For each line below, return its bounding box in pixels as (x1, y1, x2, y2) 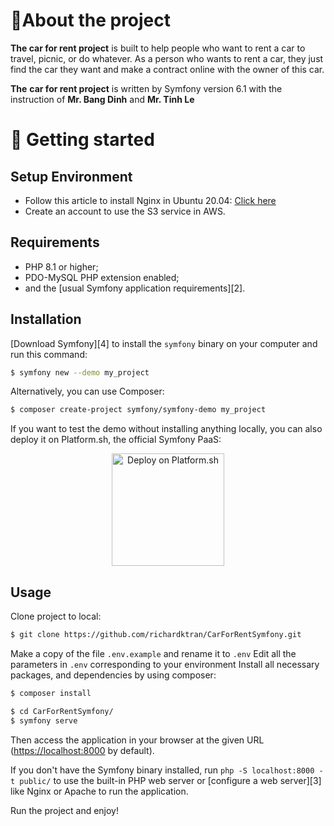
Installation (10, 311, 82, 328)
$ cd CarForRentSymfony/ (10, 706, 114, 716)
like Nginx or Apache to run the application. (10, 785, 189, 797)
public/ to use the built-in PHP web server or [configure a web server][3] (19, 774, 322, 786)
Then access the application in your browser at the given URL (10, 734, 265, 746)
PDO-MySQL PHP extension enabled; (24, 271, 180, 283)
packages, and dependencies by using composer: (10, 669, 217, 681)
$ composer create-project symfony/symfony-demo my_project (10, 405, 267, 415)
